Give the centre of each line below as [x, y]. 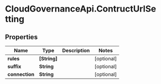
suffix [14, 66]
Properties [21, 37]
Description [76, 50]
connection [21, 74]
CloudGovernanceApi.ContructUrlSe [81, 9]
